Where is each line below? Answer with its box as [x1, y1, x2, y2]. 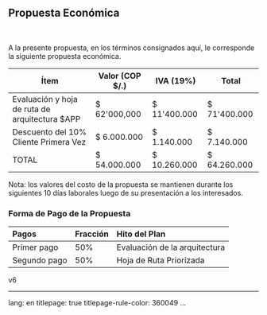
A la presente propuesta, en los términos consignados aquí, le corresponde [8, 43, 255, 52]
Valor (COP [98, 70, 141, 81]
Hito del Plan [116, 228, 166, 239]
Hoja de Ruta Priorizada [116, 255, 205, 266]
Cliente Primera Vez [12, 136, 86, 147]
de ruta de [12, 103, 51, 115]
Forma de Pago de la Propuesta [8, 208, 131, 219]
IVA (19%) [155, 75, 196, 86]
